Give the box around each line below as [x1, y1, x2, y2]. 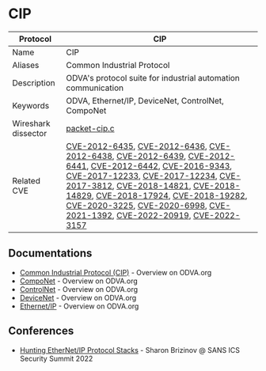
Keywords [12, 100, 50, 111]
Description [12, 77, 55, 88]
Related [12, 175, 41, 186]
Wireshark [12, 118, 51, 129]
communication [66, 82, 124, 93]
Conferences [8, 324, 74, 338]
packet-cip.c [66, 123, 115, 134]
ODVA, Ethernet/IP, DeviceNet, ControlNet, [66, 95, 224, 106]
